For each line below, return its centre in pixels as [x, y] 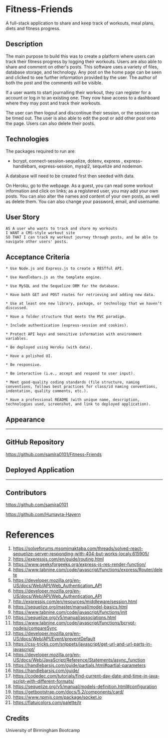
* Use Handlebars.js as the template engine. [54, 277]
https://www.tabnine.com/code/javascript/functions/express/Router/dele [87, 570]
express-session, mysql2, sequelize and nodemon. [91, 166]
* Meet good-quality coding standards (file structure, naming [73, 382]
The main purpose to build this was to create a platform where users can [80, 56]
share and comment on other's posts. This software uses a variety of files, [82, 66]
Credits [17, 718]
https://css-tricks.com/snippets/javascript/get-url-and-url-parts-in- [83, 644]
